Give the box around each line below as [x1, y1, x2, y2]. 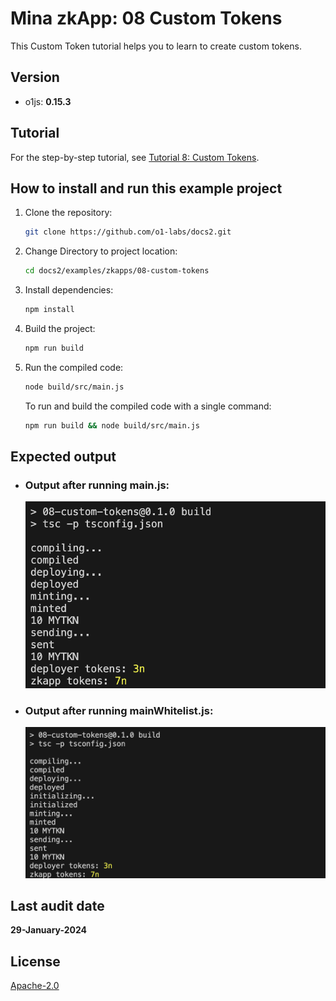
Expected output [10, 448, 117, 466]
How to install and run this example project [10, 180, 283, 197]
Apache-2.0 [10, 980, 60, 992]
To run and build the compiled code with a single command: [24, 400, 272, 412]
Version [10, 69, 60, 86]
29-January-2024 [10, 924, 88, 936]
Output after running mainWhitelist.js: [24, 703, 214, 717]
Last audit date [10, 898, 105, 915]
